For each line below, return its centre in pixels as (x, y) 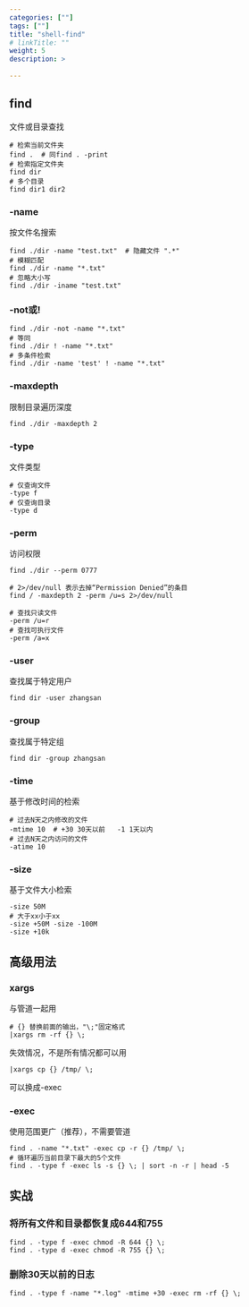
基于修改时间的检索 (45, 801)
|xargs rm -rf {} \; (48, 1035)
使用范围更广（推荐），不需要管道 (70, 1132)
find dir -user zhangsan (55, 698)
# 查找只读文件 (33, 613)
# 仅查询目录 (30, 502)
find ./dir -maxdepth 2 (54, 423)
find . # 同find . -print (59, 154)
